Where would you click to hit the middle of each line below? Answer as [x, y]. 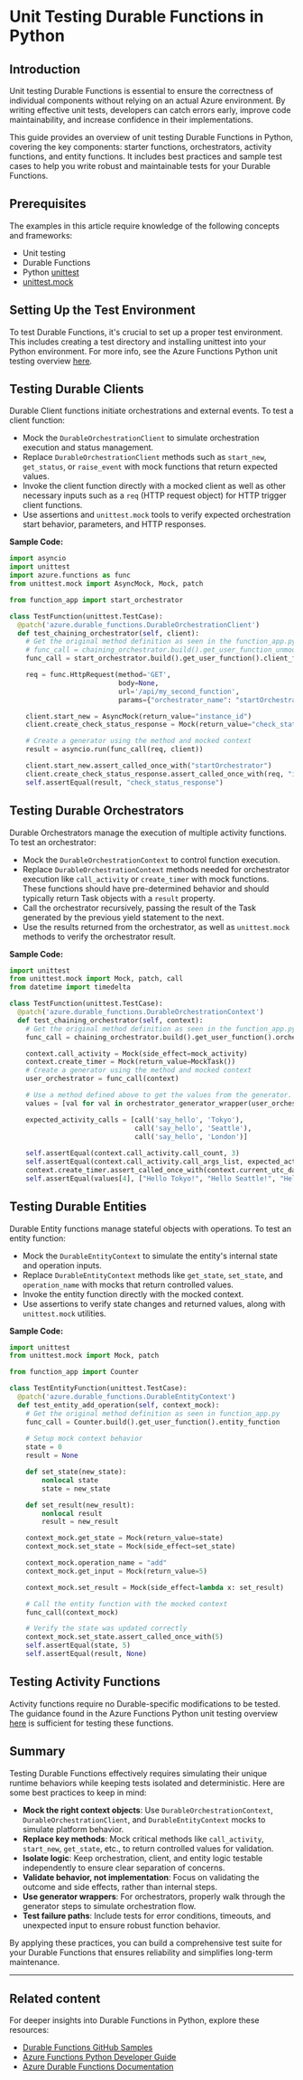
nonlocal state [70, 1480]
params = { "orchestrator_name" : [175, 700]
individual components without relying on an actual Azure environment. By [147, 100]
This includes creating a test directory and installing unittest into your [138, 342]
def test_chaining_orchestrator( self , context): [110, 1020]
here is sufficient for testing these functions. [92, 1723]
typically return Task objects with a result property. [119, 898]
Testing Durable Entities [78, 1207]
